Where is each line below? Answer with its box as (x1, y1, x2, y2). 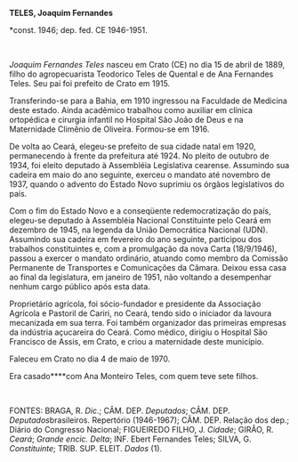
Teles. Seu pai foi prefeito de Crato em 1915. (9, 78, 171, 88)
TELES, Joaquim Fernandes (9, 8, 113, 18)
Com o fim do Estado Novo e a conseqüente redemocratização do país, (9, 206, 271, 216)
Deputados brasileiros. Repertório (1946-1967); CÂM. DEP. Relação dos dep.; (9, 415, 290, 426)
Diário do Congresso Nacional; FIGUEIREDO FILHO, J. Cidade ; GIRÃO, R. (9, 425, 274, 434)
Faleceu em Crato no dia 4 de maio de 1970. (9, 353, 171, 364)
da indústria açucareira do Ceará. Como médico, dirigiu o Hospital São (9, 327, 269, 337)
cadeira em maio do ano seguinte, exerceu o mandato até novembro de (9, 169, 271, 180)
